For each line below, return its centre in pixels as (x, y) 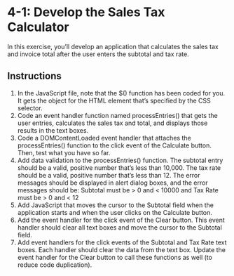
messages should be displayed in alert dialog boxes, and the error (112, 183)
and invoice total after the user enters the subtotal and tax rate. (98, 54)
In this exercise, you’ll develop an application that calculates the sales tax (113, 46)
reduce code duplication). (55, 265)
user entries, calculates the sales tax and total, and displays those (112, 123)
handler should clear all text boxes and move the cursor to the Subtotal (119, 227)
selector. (30, 108)
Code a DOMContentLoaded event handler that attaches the (104, 138)
